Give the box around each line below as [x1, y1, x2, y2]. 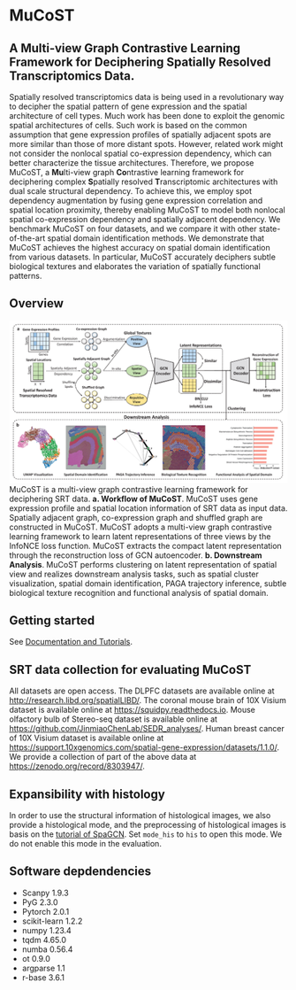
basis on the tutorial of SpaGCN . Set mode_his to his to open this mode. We [9, 829, 283, 839]
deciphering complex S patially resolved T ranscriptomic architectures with [9, 176, 278, 187]
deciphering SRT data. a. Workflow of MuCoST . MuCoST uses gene [9, 493, 259, 504]
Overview [9, 296, 65, 311]
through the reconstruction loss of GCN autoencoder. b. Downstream [9, 550, 262, 561]
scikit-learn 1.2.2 [21, 916, 83, 926]
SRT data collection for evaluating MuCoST [9, 661, 252, 677]
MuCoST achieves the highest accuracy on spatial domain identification [9, 243, 271, 252]
